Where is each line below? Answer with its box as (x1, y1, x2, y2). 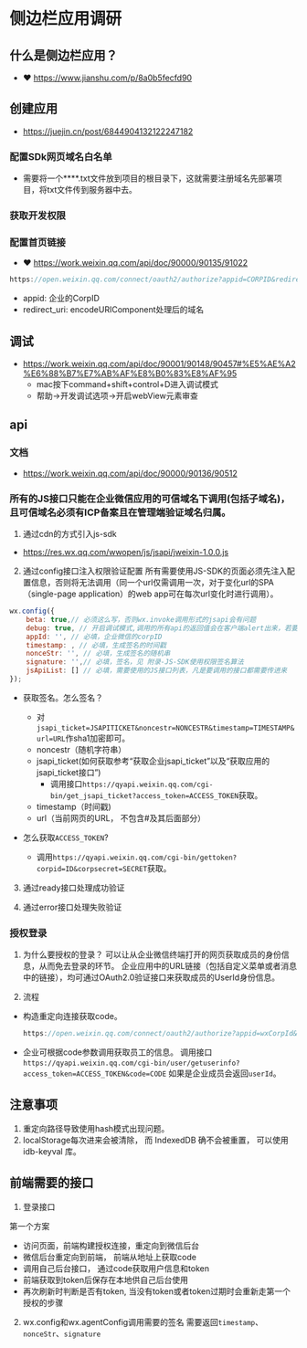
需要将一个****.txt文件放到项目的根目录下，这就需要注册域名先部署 (22, 173, 275, 184)
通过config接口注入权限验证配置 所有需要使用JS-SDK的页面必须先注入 (22, 565, 288, 576)
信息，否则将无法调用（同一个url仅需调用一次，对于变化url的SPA (30, 577, 274, 587)
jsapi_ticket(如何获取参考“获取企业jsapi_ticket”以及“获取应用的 (36, 755, 270, 766)
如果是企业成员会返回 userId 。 (168, 1068, 281, 1079)
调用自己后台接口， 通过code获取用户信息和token (22, 1262, 210, 1274)
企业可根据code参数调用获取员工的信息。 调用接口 (22, 1047, 213, 1058)
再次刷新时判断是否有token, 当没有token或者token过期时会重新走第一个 (22, 1285, 291, 1297)
